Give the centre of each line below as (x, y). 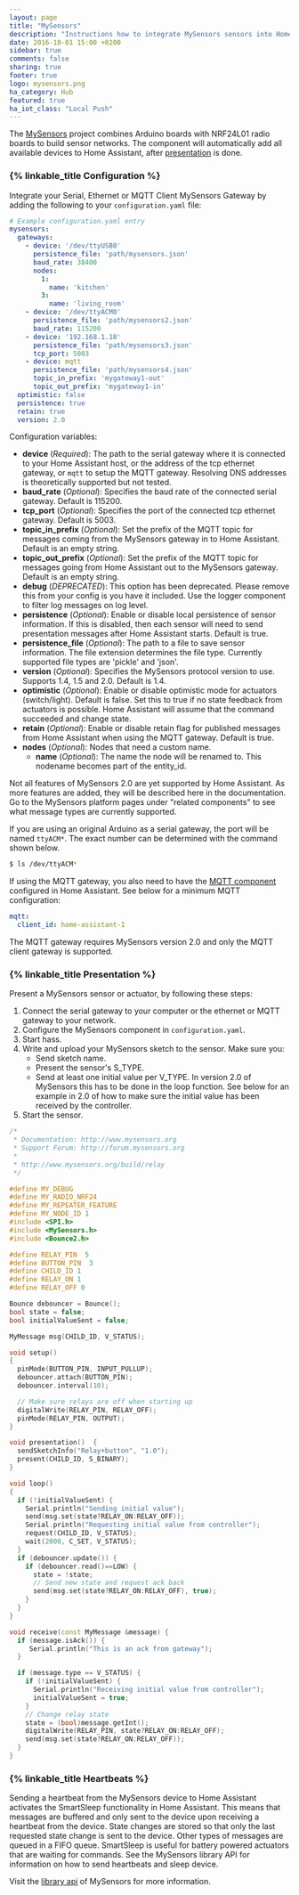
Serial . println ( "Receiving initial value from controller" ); (149, 1690)
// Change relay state (67, 1714)
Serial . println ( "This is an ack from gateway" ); (121, 1648)
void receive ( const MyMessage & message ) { (89, 1632)
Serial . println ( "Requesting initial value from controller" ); (143, 1525)
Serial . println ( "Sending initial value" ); (105, 1509)
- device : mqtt (53, 362)
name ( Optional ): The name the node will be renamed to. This (149, 757)
